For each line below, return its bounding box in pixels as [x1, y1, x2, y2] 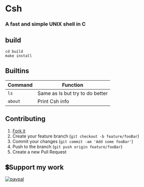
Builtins [5, 67, 29, 75]
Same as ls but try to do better [37, 90, 108, 96]
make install [5, 53, 32, 58]
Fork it [12, 128, 26, 134]
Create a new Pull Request [12, 149, 67, 155]
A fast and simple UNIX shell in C [5, 21, 86, 28]
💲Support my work [5, 163, 64, 171]
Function [62, 81, 83, 88]
